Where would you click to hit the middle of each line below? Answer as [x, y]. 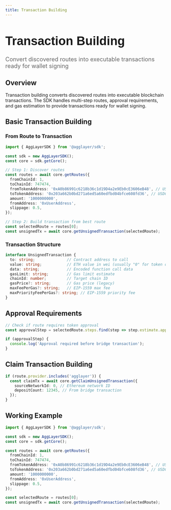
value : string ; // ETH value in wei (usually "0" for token [86, 264]
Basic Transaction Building [49, 122]
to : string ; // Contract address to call [69, 260]
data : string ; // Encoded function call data [72, 269]
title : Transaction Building [36, 10]
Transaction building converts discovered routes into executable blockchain [85, 95]
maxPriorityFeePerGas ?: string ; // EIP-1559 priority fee [73, 293]
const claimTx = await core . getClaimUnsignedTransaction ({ [74, 381]
